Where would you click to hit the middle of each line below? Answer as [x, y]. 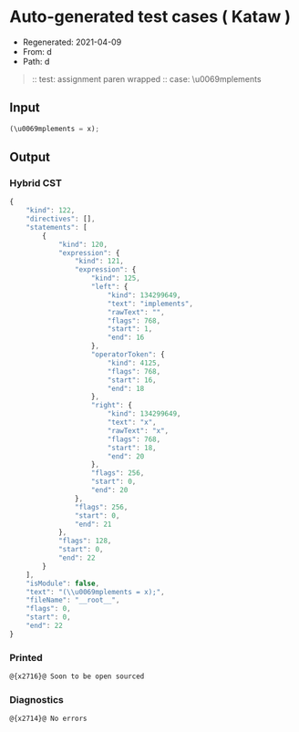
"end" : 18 [126, 388]
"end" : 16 [126, 338]
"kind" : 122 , [51, 211]
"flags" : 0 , [48, 609]
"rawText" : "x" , [138, 430]
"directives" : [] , [61, 219]
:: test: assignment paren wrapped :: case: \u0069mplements [146, 78]
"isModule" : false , [63, 583]
